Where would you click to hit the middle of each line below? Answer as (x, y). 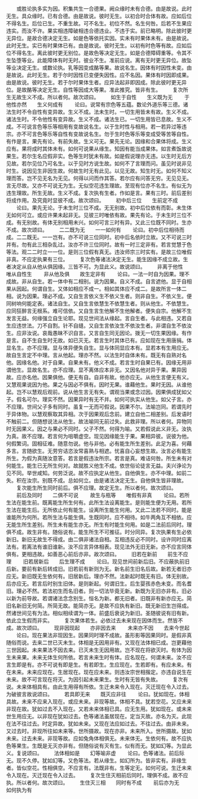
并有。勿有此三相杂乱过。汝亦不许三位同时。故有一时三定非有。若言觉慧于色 (99, 244)
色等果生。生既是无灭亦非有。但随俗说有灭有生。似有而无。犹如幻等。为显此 (99, 746)
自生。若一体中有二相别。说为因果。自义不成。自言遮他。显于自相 (112, 281)
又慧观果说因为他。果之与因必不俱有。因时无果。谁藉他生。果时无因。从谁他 (99, 384)
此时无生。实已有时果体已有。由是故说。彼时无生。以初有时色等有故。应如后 (99, 45)
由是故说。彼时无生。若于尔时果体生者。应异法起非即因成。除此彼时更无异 (96, 82)
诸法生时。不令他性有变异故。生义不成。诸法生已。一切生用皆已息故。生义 (96, 119)
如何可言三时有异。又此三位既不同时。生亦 (140, 222)
